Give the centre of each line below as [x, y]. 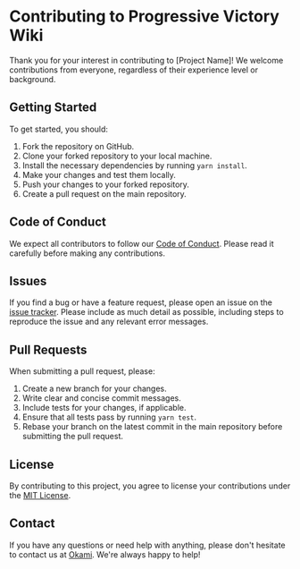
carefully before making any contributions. [87, 253]
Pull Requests [48, 349]
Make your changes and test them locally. [99, 174]
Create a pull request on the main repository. [104, 193]
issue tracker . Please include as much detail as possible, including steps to [146, 312]
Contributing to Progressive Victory [144, 17]
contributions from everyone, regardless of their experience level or [134, 70]
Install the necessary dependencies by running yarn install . [134, 165]
